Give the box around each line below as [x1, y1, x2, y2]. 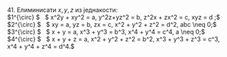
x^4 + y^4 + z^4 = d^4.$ [7, 43, 75, 50]
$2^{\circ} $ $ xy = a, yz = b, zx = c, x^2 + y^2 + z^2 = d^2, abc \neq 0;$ [7, 21, 217, 28]
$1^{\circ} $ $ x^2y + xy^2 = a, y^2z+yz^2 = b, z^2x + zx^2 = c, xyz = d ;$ [7, 13, 221, 21]
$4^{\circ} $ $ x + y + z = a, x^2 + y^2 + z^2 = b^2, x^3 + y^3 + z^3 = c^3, [7, 35, 220, 43]
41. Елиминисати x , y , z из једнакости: [7, 6, 118, 14]
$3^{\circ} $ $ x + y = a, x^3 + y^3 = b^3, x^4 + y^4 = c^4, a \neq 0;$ [7, 27, 206, 36]
